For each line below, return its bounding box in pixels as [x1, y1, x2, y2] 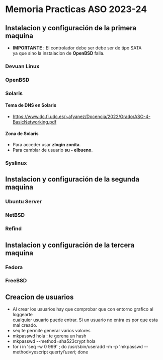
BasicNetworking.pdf [12, 118, 57, 125]
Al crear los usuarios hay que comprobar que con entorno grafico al [12, 306, 153, 312]
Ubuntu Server [5, 198, 42, 205]
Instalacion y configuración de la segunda [5, 175, 140, 184]
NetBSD [5, 212, 25, 219]
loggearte [12, 312, 33, 318]
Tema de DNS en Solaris [5, 102, 56, 108]
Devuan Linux [5, 63, 40, 70]
